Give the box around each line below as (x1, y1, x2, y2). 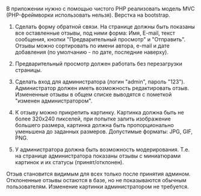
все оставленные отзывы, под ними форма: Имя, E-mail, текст (14, 29, 176, 37)
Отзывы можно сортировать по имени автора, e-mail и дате (14, 42, 170, 49)
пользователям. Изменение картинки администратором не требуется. (6, 183, 189, 190)
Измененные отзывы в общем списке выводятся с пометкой (14, 91, 172, 98)
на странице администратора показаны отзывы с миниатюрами (14, 152, 181, 159)
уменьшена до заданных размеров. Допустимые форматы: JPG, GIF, (14, 128, 193, 135)
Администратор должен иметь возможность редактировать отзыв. (14, 85, 190, 92)
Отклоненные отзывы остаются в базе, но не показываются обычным (6, 177, 187, 183)
